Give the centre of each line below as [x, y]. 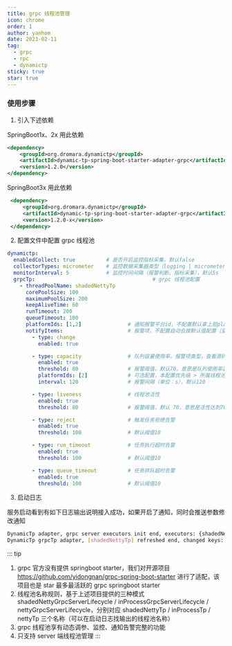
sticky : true [26, 71]
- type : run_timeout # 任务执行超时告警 [104, 445]
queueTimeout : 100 [52, 318]
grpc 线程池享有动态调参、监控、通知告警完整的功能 [91, 627]
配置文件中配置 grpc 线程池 [56, 240]
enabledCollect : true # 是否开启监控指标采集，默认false [104, 260]
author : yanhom [29, 33]
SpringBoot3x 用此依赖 [40, 188]
